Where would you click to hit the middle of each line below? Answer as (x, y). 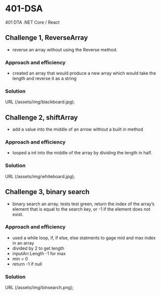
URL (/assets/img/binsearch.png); (39, 288)
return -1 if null (27, 264)
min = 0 (20, 258)
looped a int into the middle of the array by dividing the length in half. (82, 153)
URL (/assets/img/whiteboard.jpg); (40, 176)
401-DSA (24, 9)
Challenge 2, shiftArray (41, 117)
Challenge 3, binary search (47, 192)
